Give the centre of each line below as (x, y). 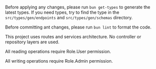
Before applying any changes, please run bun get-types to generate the (78, 7)
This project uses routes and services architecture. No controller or (73, 37)
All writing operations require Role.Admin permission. (59, 61)
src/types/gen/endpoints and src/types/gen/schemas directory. (69, 17)
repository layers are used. (32, 42)
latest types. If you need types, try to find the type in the (62, 12)
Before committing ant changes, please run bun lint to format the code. (78, 27)
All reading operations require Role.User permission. (58, 52)
